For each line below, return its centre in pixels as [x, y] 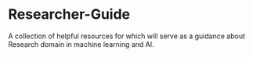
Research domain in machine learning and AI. [81, 44]
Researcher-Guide [69, 14]
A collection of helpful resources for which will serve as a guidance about [127, 36]
